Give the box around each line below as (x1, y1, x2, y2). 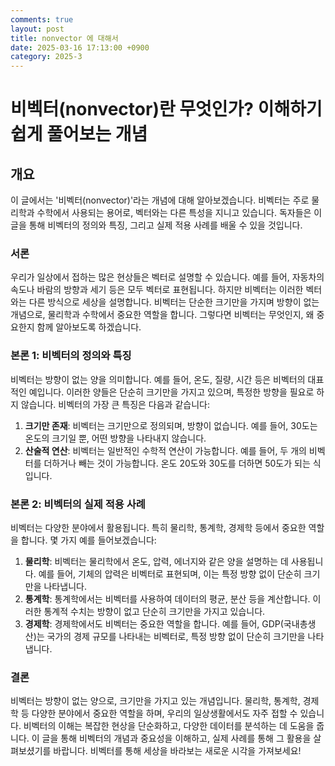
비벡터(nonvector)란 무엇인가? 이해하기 (10, 98, 323, 121)
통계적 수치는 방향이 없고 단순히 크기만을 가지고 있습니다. (43, 606, 266, 618)
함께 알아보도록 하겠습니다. (36, 321, 142, 333)
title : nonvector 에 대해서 (10, 33, 119, 43)
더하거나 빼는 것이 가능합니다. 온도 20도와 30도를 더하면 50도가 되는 (43, 457, 311, 469)
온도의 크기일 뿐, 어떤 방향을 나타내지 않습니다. (24, 432, 207, 444)
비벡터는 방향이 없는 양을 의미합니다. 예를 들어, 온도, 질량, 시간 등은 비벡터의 (10, 373, 306, 385)
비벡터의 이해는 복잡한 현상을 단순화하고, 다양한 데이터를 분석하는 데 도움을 (23, 720, 315, 732)
